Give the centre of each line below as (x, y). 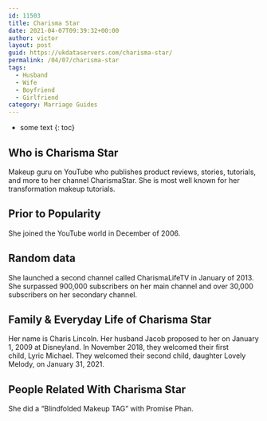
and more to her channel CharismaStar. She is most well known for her (124, 180)
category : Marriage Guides (53, 105)
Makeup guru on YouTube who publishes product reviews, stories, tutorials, (132, 172)
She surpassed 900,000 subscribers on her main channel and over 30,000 (131, 286)
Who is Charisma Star (63, 153)
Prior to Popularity (55, 214)
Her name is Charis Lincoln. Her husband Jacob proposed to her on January (133, 339)
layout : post (30, 46)
